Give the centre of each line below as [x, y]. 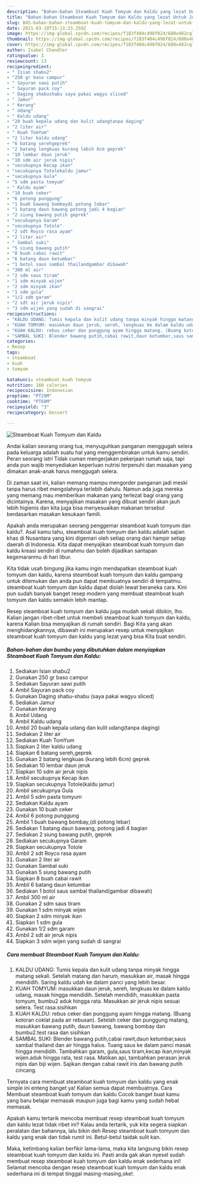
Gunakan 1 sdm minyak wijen [50, 910]
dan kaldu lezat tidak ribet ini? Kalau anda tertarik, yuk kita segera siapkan [97, 1124]
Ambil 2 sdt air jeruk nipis [46, 935]
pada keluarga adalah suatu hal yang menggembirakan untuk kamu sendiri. [98, 452]
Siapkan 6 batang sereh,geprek [53, 753]
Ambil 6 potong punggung [47, 815]
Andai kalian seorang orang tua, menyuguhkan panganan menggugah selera [100, 446]
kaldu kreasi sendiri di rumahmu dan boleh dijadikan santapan [82, 550]
